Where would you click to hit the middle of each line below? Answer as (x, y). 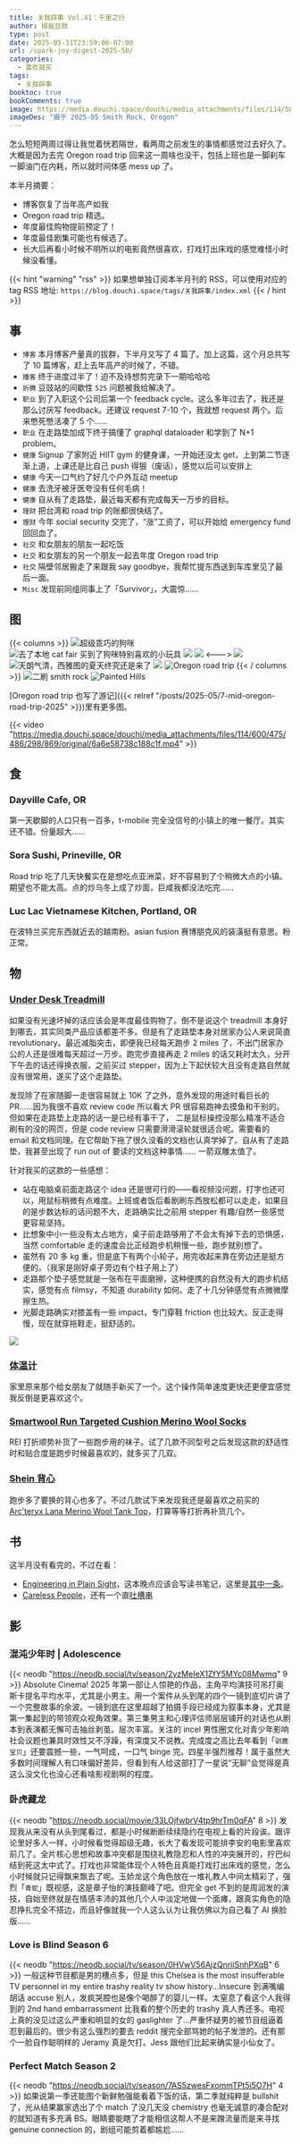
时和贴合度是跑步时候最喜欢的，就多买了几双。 (95, 1453)
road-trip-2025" (39, 707)
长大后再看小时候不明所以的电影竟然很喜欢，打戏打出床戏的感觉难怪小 (151, 249)
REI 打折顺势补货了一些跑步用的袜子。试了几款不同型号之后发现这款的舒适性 (150, 1442)
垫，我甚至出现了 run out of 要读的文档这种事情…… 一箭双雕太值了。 (135, 1151)
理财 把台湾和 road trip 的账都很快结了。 (95, 510)
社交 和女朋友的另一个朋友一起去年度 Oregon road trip (120, 555)
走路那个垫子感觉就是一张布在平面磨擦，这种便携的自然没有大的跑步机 (151, 1278)
